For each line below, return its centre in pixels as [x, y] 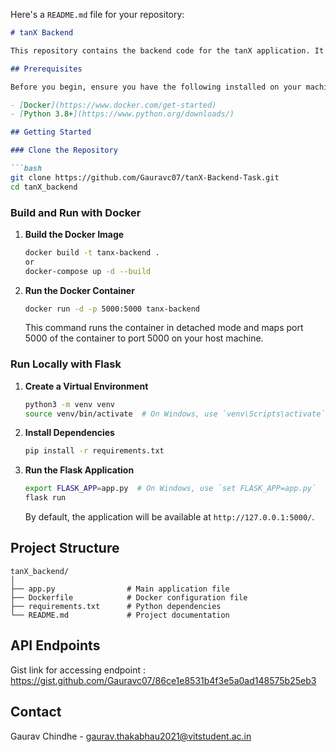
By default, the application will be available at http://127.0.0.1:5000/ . [169, 517]
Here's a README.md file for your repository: [97, 14]
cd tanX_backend [44, 187]
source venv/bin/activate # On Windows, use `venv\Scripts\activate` [175, 414]
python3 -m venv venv [70, 404]
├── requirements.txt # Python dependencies [116, 606]
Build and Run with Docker [76, 212]
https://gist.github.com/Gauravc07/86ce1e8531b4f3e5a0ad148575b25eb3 [163, 680]
